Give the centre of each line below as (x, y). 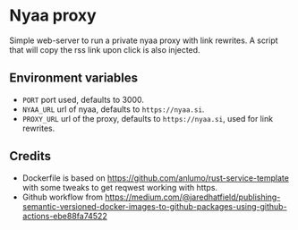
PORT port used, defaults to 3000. (83, 99)
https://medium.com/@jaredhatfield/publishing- (192, 197)
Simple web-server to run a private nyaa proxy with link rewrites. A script (144, 40)
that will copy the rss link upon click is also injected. (105, 49)
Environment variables (74, 78)
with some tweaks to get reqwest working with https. (119, 187)
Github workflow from (63, 197)
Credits (30, 156)
